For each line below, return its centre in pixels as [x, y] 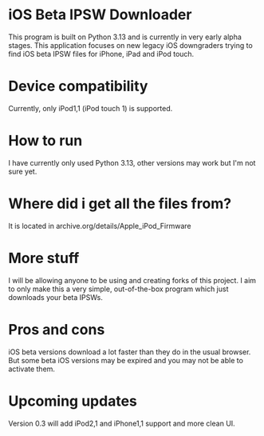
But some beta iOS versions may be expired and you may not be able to [126, 360]
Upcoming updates [73, 401]
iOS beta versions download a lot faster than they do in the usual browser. [130, 352]
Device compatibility [78, 86]
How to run [45, 141]
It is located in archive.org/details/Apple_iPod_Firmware [100, 226]
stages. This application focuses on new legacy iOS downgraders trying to [130, 45]
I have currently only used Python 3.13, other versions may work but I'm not [132, 162]
